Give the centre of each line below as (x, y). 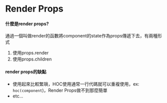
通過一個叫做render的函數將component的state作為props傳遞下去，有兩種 (81, 36)
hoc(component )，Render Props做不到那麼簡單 (60, 90)
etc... (18, 96)
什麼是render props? (27, 24)
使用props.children (32, 59)
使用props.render (31, 53)
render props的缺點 (26, 72)
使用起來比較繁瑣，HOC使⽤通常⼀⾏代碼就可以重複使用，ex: (76, 84)
